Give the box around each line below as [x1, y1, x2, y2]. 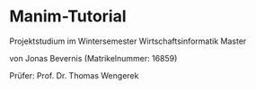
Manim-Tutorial [9, 6, 128, 27]
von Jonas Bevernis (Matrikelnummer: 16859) [9, 53, 178, 63]
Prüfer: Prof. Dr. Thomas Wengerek [9, 70, 139, 81]
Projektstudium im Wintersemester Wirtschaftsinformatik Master [9, 36, 247, 46]
